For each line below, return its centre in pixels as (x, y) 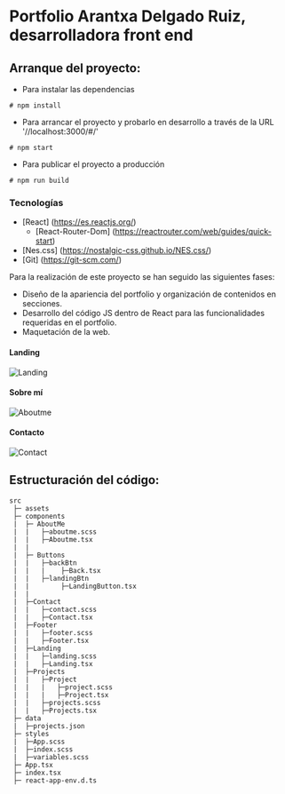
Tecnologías (36, 202)
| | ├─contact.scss (55, 609)
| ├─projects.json (49, 726)
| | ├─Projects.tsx (55, 711)
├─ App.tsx (33, 765)
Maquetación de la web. (66, 332)
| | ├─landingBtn (51, 578)
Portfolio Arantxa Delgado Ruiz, (127, 16)
